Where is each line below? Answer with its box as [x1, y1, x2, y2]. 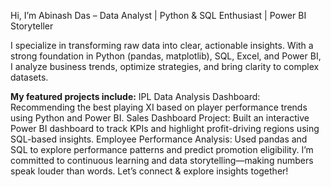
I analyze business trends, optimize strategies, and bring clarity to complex [10, 61, 320, 72]
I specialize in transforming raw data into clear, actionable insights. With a [10, 40, 314, 51]
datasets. [10, 71, 49, 83]
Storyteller [10, 20, 54, 32]
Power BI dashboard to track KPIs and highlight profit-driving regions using [10, 123, 320, 134]
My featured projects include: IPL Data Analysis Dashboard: [10, 91, 261, 102]
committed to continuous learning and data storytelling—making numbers [10, 155, 314, 166]
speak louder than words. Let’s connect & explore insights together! [10, 165, 289, 177]
